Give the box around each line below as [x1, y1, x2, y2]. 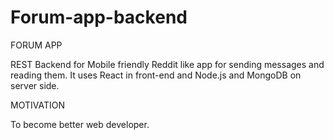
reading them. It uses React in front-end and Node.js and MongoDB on [10, 69, 302, 81]
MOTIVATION [10, 99, 65, 111]
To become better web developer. [10, 118, 150, 130]
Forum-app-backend [10, 6, 188, 29]
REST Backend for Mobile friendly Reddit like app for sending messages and [10, 58, 325, 70]
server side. [10, 79, 60, 91]
